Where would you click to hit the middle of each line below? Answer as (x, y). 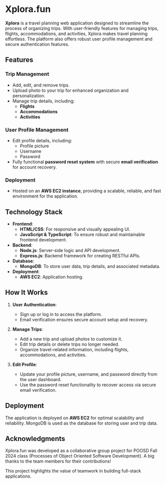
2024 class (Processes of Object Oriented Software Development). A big (80, 456)
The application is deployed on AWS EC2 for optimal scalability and (74, 418)
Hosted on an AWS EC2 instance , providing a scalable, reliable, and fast (86, 191)
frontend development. (43, 240)
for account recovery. (35, 167)
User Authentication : (35, 304)
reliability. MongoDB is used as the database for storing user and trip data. (82, 423)
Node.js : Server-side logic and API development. (70, 250)
